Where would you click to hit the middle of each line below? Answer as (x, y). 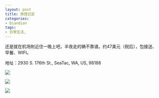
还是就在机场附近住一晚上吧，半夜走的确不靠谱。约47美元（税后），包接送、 (81, 46)
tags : (10, 28)
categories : (17, 18)
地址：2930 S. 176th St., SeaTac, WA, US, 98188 (53, 63)
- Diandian (16, 23)
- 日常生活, (16, 32)
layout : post (18, 9)
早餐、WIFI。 (18, 52)
